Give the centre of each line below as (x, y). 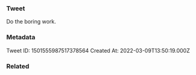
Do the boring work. (31, 22)
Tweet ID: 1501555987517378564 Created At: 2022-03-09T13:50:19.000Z (98, 50)
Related (18, 66)
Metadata (21, 37)
